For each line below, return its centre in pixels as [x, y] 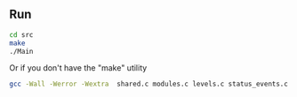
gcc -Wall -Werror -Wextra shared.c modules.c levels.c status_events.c [149, 84]
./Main [21, 51]
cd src [21, 34]
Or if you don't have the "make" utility [78, 68]
